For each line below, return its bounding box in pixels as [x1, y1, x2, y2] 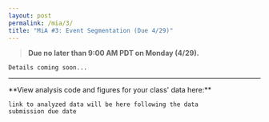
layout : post [8, 11, 52, 20]
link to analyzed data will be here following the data [8, 100, 199, 108]
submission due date [8, 108, 78, 116]
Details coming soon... [8, 64, 88, 72]
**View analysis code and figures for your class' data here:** [8, 85, 212, 95]
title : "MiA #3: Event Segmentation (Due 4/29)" [8, 26, 174, 34]
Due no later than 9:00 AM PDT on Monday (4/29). [27, 49, 199, 58]
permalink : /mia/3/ [8, 19, 74, 27]
